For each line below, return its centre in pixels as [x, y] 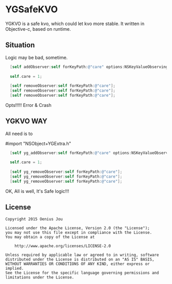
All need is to [19, 134]
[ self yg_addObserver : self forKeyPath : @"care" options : [71, 153]
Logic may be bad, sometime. [37, 57]
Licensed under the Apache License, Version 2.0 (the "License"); [78, 228]
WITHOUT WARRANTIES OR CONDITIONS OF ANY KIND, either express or [78, 264]
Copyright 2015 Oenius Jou [34, 219]
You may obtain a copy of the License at [50, 237]
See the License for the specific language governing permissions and [82, 273]
